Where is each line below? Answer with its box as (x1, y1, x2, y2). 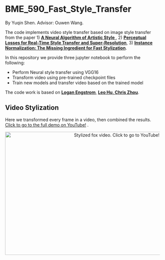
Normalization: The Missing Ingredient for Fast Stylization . (5, 45, 127, 51)
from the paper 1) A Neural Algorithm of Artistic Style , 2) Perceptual (5, 34, 146, 40)
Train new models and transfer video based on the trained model (12, 80, 143, 86)
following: (5, 60, 25, 65)
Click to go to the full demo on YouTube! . (5, 122, 89, 128)
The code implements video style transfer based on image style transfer (5, 29, 151, 35)
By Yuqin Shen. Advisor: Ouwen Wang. (5, 20, 84, 26)
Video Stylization (5, 103, 59, 112)
